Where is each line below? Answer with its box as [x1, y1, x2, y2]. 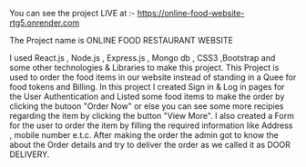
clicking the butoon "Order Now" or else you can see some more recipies [9, 101, 284, 112]
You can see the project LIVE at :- [9, 8, 136, 18]
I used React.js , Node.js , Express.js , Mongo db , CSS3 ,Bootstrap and [9, 53, 276, 63]
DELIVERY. [9, 149, 50, 160]
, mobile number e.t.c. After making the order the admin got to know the [9, 130, 280, 140]
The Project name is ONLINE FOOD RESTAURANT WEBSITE [9, 35, 234, 45]
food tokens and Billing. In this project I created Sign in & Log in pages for [9, 82, 285, 92]
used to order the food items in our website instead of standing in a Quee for [9, 72, 297, 83]
